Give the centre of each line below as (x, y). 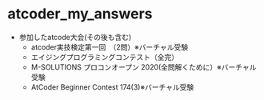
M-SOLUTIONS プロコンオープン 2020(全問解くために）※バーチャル (144, 67)
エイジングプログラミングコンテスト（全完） (105, 57)
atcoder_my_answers (80, 14)
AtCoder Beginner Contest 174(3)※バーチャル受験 (112, 87)
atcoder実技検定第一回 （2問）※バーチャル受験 (110, 47)
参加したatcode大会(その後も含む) (75, 37)
